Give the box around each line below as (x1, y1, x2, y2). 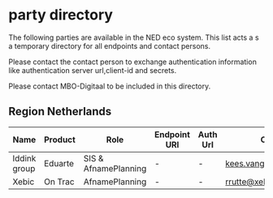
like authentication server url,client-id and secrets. (8, 65, 177, 75)
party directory (8, 6, 114, 24)
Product (44, 134, 76, 145)
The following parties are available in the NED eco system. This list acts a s (8, 32, 259, 42)
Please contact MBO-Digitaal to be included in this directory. (8, 81, 211, 91)
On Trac (44, 176, 75, 187)
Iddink (12, 153, 37, 164)
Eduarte (44, 157, 75, 169)
